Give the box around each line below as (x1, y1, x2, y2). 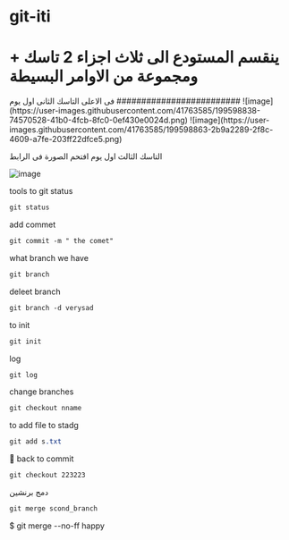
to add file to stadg (9, 420, 79, 431)
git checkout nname (9, 404, 82, 413)
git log (9, 370, 38, 379)
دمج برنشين (9, 487, 49, 497)
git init (9, 337, 42, 346)
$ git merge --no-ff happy (9, 520, 106, 531)
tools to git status (9, 186, 73, 197)
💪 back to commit (9, 453, 74, 464)
